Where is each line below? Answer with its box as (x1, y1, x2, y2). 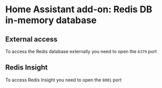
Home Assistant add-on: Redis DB (5, 4, 152, 15)
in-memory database (5, 14, 97, 26)
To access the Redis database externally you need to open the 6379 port (5, 49, 157, 54)
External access (5, 35, 58, 43)
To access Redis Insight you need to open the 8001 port (5, 77, 122, 83)
